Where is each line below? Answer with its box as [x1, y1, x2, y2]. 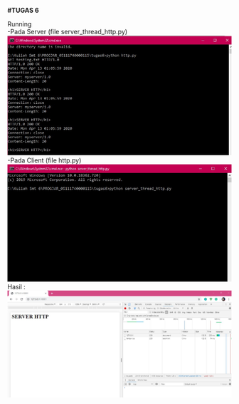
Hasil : [7, 283, 26, 291]
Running [7, 20, 32, 28]
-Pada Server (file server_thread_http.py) [7, 28, 128, 36]
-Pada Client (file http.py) [7, 156, 82, 165]
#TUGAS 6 [7, 6, 39, 14]
